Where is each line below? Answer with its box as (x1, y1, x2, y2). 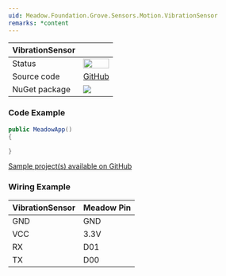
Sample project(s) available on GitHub (8, 161, 132, 171)
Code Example (8, 107, 66, 119)
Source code (12, 71, 60, 82)
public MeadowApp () (8, 125, 73, 134)
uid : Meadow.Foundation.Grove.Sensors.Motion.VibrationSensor (8, 11, 218, 20)
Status (12, 57, 36, 68)
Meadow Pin (82, 202, 132, 213)
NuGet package (12, 84, 71, 95)
